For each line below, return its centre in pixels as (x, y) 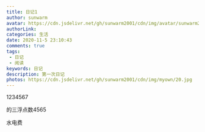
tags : (13, 52)
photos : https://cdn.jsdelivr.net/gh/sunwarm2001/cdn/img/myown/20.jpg (99, 80)
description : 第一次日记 (36, 74)
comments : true (26, 46)
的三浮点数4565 (27, 109)
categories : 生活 (27, 35)
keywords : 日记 (25, 68)
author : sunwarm (27, 18)
